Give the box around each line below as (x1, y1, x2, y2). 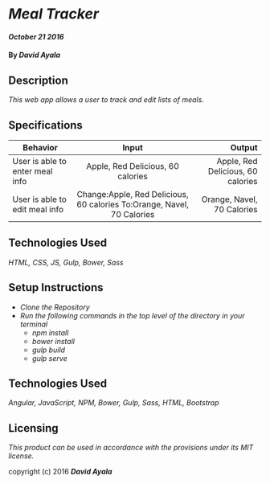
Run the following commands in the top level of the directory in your (19, 310, 245, 320)
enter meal (12, 166, 53, 177)
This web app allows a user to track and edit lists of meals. (8, 95, 205, 105)
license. (8, 451, 35, 461)
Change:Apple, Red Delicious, (76, 189, 189, 199)
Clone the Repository (19, 302, 90, 312)
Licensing (8, 421, 59, 435)
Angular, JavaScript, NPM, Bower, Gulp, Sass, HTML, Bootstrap (8, 398, 219, 408)
